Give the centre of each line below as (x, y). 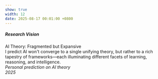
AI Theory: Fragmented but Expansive (43, 46)
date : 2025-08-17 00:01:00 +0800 (39, 19)
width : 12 (15, 14)
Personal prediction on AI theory (38, 67)
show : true (16, 10)
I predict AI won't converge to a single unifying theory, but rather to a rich (79, 52)
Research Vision (22, 34)
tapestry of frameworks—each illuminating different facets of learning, (76, 57)
